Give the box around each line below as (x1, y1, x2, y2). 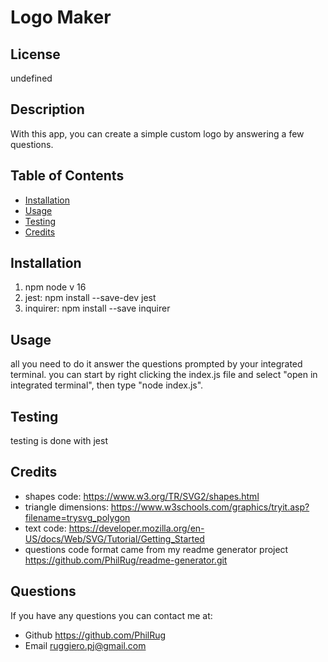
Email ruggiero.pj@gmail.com (24, 639, 147, 651)
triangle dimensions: (24, 501, 109, 513)
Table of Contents (10, 167, 125, 185)
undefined (10, 72, 53, 84)
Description (10, 101, 85, 118)
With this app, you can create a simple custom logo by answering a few (10, 127, 305, 140)
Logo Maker (10, 6, 112, 29)
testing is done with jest (10, 435, 108, 447)
